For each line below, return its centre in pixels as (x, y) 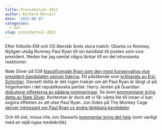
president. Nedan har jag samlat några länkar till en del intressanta (72, 56)
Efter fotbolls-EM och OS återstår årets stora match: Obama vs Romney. (78, 46)
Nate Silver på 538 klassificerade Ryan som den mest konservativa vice (78, 71)
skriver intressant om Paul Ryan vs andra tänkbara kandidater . (68, 108)
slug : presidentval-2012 (30, 32)
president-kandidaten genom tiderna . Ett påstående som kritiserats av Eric (80, 76)
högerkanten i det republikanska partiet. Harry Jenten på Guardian (72, 87)
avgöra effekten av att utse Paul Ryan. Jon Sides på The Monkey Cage (76, 102)
